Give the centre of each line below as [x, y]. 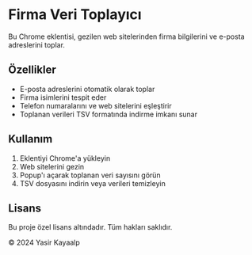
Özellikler [32, 70]
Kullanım [31, 139]
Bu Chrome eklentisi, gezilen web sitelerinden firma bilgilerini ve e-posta [126, 36]
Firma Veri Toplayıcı [75, 15]
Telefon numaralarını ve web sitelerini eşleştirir [95, 105]
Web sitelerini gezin [52, 166]
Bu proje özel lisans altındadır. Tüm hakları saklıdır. [90, 227]
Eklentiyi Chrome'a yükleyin [65, 158]
